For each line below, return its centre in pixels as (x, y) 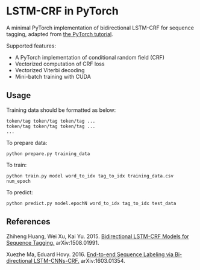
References (28, 222)
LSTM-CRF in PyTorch (63, 11)
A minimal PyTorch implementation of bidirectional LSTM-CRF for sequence (100, 28)
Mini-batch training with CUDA (53, 76)
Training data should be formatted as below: (61, 110)
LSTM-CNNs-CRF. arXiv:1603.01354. (79, 260)
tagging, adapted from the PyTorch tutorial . (60, 34)
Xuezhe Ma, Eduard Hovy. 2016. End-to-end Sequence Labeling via (90, 254)
